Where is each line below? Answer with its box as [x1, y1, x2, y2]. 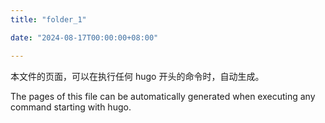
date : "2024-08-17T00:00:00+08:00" [10, 32, 159, 43]
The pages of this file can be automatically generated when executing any [10, 90, 316, 102]
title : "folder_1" [10, 14, 87, 25]
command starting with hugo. [10, 101, 132, 113]
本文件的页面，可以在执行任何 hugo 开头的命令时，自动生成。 [10, 70, 265, 82]
